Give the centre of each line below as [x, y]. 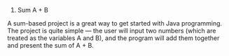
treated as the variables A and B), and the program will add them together [113, 38]
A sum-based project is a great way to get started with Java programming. [115, 23]
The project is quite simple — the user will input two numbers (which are [112, 31]
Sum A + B [33, 10]
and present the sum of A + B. [51, 45]
